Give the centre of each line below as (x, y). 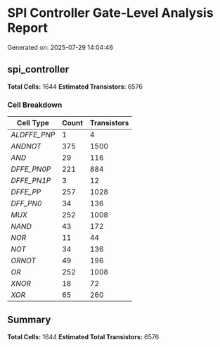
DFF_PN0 (26, 203)
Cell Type (33, 123)
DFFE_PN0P (31, 169)
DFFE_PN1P (31, 181)
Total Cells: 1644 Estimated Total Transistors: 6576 (83, 336)
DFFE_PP (26, 192)
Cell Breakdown (35, 105)
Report (27, 28)
